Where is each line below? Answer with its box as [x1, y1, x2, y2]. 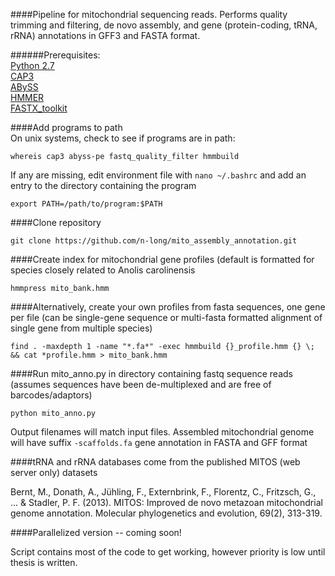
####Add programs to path [10, 122, 123, 133]
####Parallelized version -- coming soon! [10, 527, 182, 538]
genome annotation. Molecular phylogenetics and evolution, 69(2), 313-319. [10, 507, 323, 519]
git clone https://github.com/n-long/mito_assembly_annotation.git [10, 236, 298, 246]
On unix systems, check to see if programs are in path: [10, 132, 236, 144]
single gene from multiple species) [10, 322, 153, 334]
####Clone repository [10, 217, 102, 228]
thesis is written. [10, 557, 78, 568]
